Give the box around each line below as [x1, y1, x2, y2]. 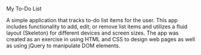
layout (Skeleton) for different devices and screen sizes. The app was [6, 29, 179, 36]
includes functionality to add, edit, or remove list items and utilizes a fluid [6, 23, 188, 30]
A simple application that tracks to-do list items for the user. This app [6, 17, 178, 23]
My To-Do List [6, 5, 42, 12]
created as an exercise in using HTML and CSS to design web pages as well [6, 36, 195, 42]
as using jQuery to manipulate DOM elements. [6, 42, 121, 49]
